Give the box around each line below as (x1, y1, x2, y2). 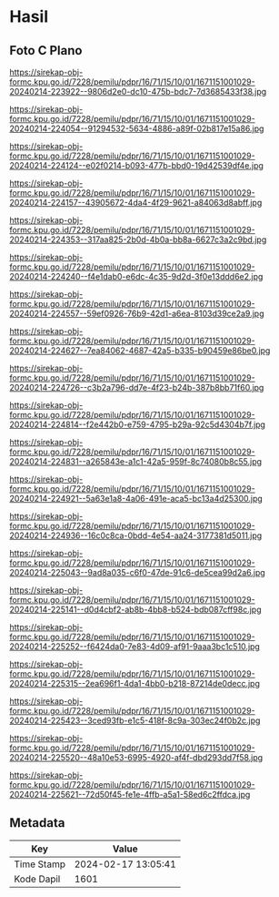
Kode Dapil (14, 872, 61, 885)
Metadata (9, 815, 65, 831)
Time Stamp (14, 858, 66, 871)
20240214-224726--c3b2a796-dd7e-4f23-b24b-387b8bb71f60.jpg (9, 382, 264, 392)
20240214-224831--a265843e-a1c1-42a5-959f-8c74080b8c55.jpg (9, 456, 262, 466)
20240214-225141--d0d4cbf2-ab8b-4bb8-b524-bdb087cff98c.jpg (9, 604, 262, 615)
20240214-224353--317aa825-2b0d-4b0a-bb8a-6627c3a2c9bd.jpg (9, 234, 267, 245)
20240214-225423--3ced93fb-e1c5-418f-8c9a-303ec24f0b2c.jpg (9, 715, 261, 726)
